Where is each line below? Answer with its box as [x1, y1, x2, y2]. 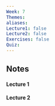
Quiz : [6, 42, 20, 48]
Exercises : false [6, 36, 50, 42]
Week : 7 [6, 8, 26, 15]
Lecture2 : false [6, 31, 47, 37]
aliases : [6, 20, 28, 26]
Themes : [6, 14, 26, 20]
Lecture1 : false [6, 25, 47, 32]
